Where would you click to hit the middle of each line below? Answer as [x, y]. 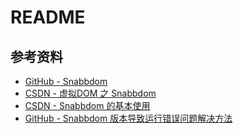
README [48, 17]
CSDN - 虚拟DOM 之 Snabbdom [90, 93]
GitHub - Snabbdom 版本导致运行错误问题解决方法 [128, 118]
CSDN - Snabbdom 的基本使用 [87, 105]
